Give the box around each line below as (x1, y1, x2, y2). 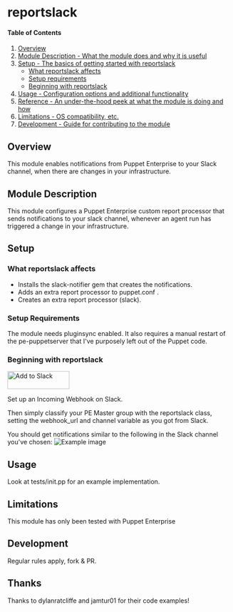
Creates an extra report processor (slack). (17, 295, 141, 304)
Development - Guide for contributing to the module (17, 120, 171, 128)
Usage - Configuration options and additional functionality (17, 90, 189, 98)
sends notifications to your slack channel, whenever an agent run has (7, 215, 212, 223)
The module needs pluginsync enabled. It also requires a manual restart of (7, 330, 226, 337)
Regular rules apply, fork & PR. (7, 556, 97, 565)
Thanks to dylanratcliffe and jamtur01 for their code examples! (7, 596, 190, 605)
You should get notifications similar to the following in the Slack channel (7, 430, 219, 439)
